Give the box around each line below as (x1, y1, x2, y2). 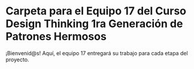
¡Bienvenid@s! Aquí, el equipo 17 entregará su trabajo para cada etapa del (5, 49, 188, 56)
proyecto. (5, 56, 29, 63)
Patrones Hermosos (5, 30, 107, 43)
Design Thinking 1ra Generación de (5, 17, 183, 31)
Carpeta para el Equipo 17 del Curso (5, 4, 187, 18)
